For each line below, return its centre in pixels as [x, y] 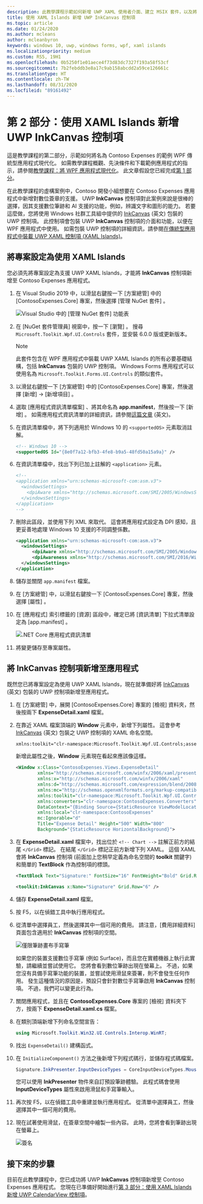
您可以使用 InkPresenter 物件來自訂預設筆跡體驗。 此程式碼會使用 [98, 1082]
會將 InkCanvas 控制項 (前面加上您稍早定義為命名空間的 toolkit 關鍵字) [104, 856]
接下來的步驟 [31, 1164]
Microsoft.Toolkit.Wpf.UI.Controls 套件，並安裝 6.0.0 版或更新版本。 [103, 334]
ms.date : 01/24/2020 [33, 29]
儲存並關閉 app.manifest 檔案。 [55, 581]
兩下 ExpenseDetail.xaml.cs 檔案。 [76, 1008]
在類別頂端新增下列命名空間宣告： [58, 1021]
